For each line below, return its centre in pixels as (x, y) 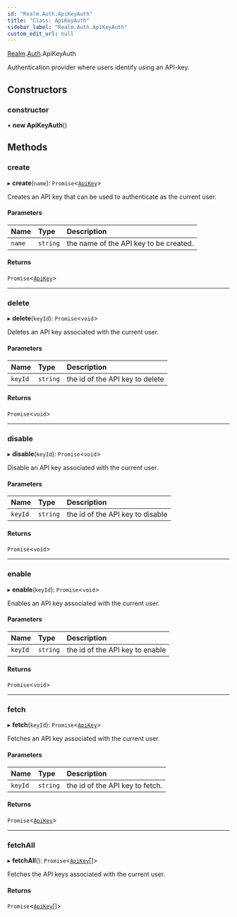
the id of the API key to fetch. (115, 785)
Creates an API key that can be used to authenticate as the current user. (112, 197)
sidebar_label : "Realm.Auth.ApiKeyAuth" (68, 27)
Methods (28, 147)
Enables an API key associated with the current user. (84, 603)
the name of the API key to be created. (130, 243)
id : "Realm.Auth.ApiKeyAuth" (50, 14)
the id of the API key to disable (117, 515)
